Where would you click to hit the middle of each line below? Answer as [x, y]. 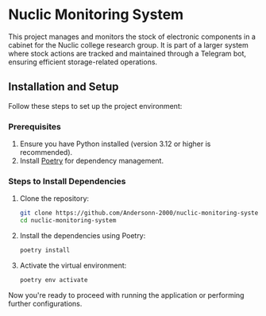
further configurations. [45, 303]
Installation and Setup [64, 87]
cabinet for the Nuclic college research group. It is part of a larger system [128, 44]
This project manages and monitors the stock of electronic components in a [132, 37]
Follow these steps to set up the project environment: [95, 106]
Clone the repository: [54, 198]
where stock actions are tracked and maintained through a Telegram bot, [127, 53]
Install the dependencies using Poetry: [83, 236]
